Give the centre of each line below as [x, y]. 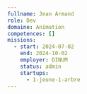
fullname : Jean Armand [41, 14]
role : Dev [22, 20]
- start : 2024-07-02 [44, 47]
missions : [22, 40]
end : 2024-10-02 [44, 54]
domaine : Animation [36, 27]
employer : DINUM [44, 60]
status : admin [41, 66]
